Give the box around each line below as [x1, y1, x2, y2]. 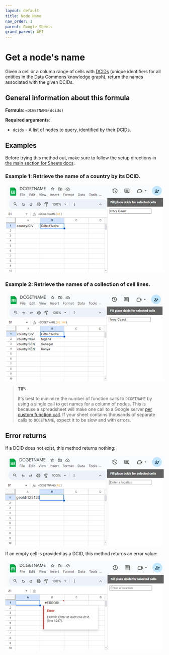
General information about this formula [5, 94, 130, 102]
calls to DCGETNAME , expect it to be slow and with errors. [17, 417, 131, 423]
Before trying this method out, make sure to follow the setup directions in [5, 154, 157, 161]
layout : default [5, 8, 39, 13]
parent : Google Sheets [5, 24, 53, 29]
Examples [5, 141, 37, 150]
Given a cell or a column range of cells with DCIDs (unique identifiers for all [5, 69, 161, 75]
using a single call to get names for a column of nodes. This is [17, 401, 146, 407]
